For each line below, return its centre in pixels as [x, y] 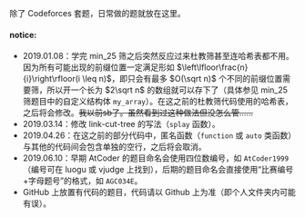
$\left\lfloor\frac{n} [212, 67]
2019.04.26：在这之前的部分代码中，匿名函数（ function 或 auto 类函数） [159, 135]
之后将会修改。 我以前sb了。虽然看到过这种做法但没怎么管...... [137, 113]
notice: [23, 35]
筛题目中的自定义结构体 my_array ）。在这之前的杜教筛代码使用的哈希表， [158, 102]
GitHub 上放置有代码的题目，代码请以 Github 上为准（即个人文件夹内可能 [159, 192]
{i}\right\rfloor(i [51, 79]
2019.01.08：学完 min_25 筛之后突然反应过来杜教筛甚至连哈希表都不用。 [158, 56]
